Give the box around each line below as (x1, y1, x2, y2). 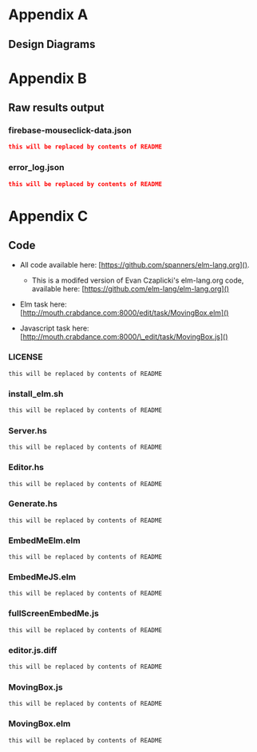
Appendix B (8, 69, 87, 87)
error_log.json (8, 162, 65, 173)
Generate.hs (8, 498, 58, 509)
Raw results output (8, 101, 105, 115)
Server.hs (8, 425, 48, 436)
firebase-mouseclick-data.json (8, 125, 132, 137)
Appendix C (8, 207, 89, 225)
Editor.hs (8, 461, 44, 473)
